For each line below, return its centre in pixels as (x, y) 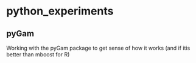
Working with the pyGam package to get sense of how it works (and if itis (98, 48)
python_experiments (60, 11)
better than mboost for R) (38, 55)
